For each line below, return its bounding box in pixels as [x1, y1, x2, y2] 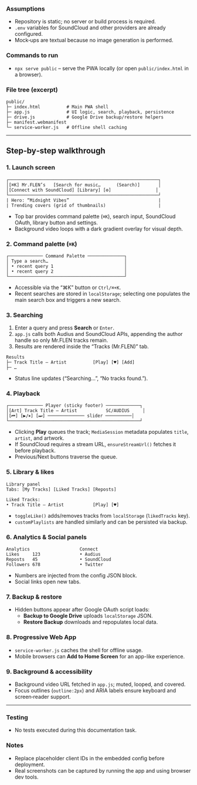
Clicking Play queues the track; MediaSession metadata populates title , [14, 429, 189, 436]
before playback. [14, 447, 56, 454]
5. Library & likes [6, 468, 55, 476]
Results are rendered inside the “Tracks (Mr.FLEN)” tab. [14, 343, 149, 350]
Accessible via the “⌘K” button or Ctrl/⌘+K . [14, 284, 121, 291]
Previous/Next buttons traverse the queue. [14, 453, 118, 460]
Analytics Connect [6, 546, 98, 552]
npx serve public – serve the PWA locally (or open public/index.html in [14, 64, 189, 72]
